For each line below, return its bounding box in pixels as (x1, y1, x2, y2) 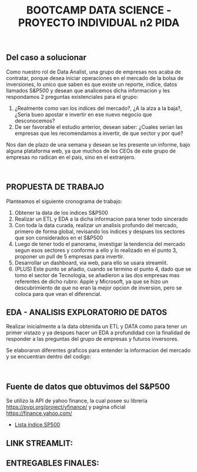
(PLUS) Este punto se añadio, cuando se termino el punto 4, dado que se (14, 265, 192, 272)
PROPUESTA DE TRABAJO (6, 182, 105, 192)
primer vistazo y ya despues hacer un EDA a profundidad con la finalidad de (6, 329, 191, 336)
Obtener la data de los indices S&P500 (14, 209, 109, 216)
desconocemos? (14, 117, 55, 124)
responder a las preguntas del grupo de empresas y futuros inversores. (6, 335, 179, 343)
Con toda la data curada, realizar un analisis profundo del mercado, (14, 221, 178, 228)
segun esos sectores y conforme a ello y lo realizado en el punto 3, (14, 247, 178, 254)
